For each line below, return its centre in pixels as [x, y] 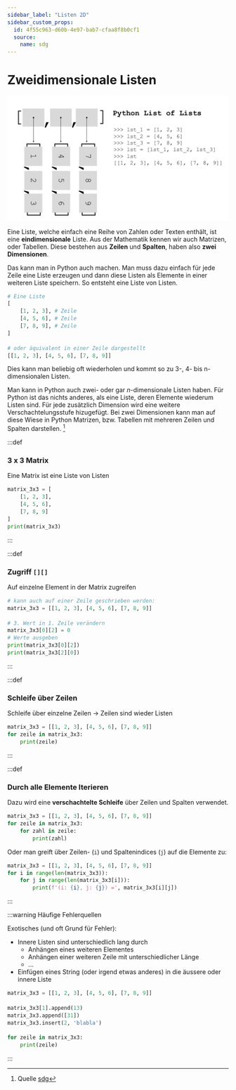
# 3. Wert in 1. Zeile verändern [56, 623]
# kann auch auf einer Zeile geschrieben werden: [81, 601]
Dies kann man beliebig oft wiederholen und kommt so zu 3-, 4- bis [105, 369]
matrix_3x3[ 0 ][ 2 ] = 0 [39, 630]
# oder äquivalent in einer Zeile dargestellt [77, 348]
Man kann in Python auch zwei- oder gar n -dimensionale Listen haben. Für [116, 390]
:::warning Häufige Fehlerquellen [54, 915]
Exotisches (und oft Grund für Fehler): [62, 928]
